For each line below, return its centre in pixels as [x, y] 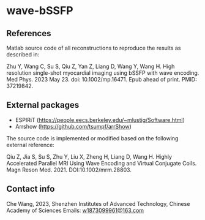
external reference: [31, 145]
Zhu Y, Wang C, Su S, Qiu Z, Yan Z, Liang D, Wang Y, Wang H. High [91, 66]
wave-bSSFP [40, 11]
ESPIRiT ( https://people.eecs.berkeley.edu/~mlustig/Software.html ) [100, 119]
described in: [23, 55]
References [29, 33]
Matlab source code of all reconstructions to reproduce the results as [94, 48]
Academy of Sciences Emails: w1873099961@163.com [75, 210]
